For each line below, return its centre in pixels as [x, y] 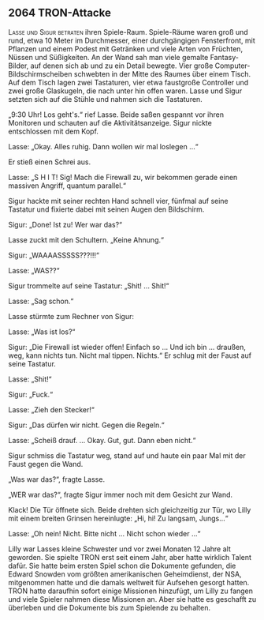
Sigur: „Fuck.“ [31, 394]
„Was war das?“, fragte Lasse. [56, 479]
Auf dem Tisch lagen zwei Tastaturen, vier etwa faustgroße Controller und [128, 82]
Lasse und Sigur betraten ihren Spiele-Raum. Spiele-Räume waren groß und [128, 32]
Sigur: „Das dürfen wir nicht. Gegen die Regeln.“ [86, 425]
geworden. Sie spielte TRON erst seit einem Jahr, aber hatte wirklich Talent [130, 557]
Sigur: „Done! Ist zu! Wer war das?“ [65, 224]
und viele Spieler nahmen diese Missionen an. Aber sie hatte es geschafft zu [132, 599]
